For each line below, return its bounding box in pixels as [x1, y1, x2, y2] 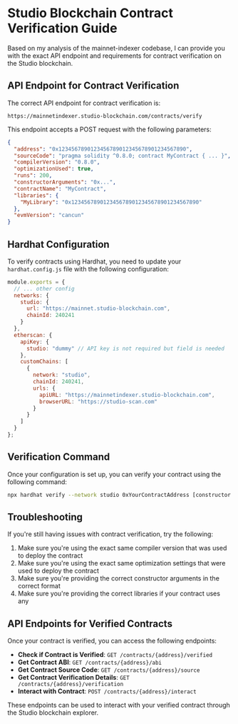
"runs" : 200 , [14, 172, 53, 179]
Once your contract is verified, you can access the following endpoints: [7, 637, 217, 645]
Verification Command [7, 451, 110, 463]
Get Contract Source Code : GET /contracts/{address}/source [17, 665, 200, 674]
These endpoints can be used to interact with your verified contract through [7, 701, 230, 710]
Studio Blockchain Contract [7, 5, 173, 21]
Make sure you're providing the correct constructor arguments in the [17, 574, 219, 583]
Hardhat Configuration [7, 238, 110, 251]
